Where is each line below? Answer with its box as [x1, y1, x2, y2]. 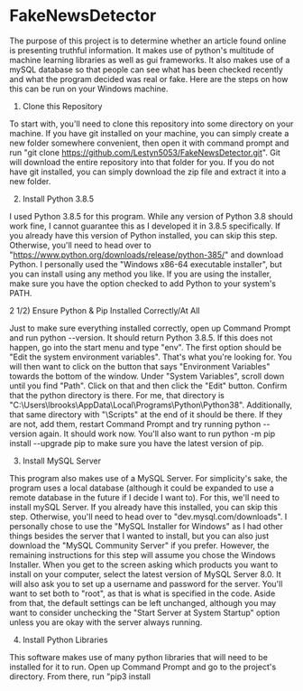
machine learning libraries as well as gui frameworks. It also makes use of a [9, 54, 290, 65]
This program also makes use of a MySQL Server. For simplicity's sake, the [9, 472, 288, 483]
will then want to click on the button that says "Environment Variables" [9, 360, 271, 371]
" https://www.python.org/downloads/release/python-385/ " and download [9, 249, 284, 260]
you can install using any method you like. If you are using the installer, [9, 268, 272, 279]
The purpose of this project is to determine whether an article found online [9, 35, 287, 46]
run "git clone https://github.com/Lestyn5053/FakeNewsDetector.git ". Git [9, 146, 281, 158]
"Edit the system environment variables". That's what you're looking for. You [9, 351, 293, 362]
